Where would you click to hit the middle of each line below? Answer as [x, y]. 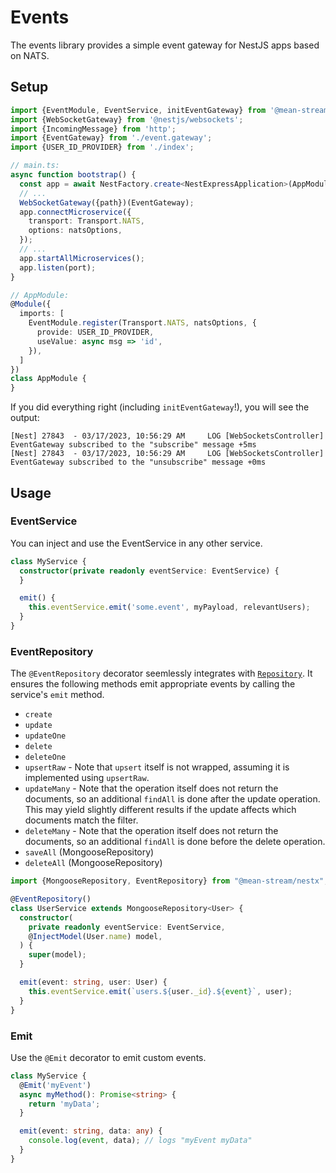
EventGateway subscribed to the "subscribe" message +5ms [133, 445]
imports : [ [42, 314]
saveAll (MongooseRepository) [89, 852]
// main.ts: [35, 166]
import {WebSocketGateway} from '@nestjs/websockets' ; [127, 119]
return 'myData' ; [64, 1104]
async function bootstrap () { [73, 175]
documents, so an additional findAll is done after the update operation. [172, 799]
